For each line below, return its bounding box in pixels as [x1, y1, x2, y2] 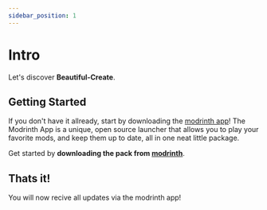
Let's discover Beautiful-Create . [8, 72, 116, 82]
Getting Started [8, 95, 87, 108]
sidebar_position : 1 [8, 11, 77, 20]
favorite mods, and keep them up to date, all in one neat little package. [8, 133, 240, 143]
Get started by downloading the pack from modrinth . [8, 149, 186, 158]
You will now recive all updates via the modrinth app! [8, 192, 182, 203]
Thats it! [8, 172, 51, 185]
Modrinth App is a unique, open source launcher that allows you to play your [8, 125, 259, 134]
